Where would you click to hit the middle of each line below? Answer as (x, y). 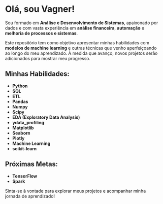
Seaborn (21, 133)
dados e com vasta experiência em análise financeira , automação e (75, 28)
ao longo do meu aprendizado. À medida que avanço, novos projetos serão (81, 53)
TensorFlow (25, 176)
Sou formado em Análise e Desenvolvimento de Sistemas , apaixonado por (82, 23)
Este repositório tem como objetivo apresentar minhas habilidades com (77, 42)
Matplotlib (23, 128)
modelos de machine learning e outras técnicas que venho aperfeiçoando (81, 48)
